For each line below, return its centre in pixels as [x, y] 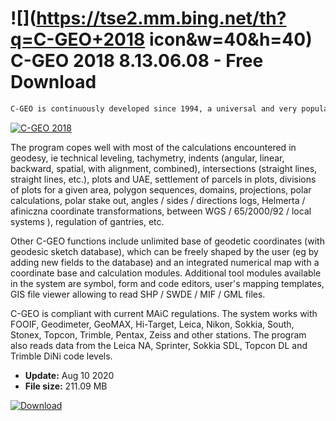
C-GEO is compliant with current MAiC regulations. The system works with [164, 313]
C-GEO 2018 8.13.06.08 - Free [137, 61]
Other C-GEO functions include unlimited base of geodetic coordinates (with [167, 241]
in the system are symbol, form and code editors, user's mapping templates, [167, 283]
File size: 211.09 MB [66, 386]
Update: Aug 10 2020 [69, 375]
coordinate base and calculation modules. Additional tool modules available [166, 273]
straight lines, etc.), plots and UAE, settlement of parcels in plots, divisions [163, 179]
